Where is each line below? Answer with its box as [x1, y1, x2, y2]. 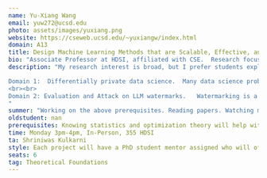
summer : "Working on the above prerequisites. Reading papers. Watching [8, 107, 254, 115]
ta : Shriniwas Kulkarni [8, 136, 87, 144]
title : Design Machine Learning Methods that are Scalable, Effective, [8, 48, 250, 56]
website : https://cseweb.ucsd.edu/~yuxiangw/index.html [8, 33, 197, 42]
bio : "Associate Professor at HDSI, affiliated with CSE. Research [8, 56, 240, 64]
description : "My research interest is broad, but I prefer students [8, 63, 244, 71]
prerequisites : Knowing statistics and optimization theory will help [8, 122, 247, 130]
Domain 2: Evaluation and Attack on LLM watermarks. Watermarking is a [8, 92, 258, 100]
